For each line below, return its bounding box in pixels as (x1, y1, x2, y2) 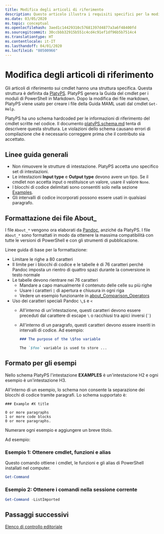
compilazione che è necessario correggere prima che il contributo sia (5, 131, 145, 137)
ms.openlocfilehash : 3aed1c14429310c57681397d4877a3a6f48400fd (5, 25, 137, 30)
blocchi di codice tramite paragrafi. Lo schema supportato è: (5, 392, 127, 398)
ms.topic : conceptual (5, 21, 49, 26)
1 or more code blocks (5, 414, 51, 419)
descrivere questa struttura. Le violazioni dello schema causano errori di (5, 126, 151, 132)
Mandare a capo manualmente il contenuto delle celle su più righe (19, 282, 152, 289)
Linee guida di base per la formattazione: (5, 247, 88, 253)
